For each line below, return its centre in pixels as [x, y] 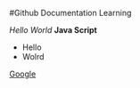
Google [23, 74]
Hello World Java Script [54, 30]
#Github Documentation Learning [70, 13]
